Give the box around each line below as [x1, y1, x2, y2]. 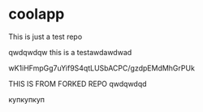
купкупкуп [8, 94, 45, 104]
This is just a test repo [8, 32, 83, 41]
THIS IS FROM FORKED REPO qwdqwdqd [8, 79, 148, 88]
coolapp [8, 5, 65, 24]
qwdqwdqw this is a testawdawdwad [8, 47, 132, 57]
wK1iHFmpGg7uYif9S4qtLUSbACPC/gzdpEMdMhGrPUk [8, 62, 195, 73]
